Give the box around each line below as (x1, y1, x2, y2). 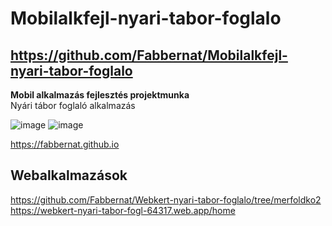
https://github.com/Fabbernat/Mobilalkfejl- (10, 47, 288, 64)
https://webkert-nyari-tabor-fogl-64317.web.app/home (10, 204, 236, 216)
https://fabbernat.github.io (10, 138, 120, 150)
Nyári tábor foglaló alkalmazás (10, 100, 136, 111)
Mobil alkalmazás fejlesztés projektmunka (10, 89, 190, 101)
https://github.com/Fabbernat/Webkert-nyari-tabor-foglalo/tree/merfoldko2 (10, 193, 322, 206)
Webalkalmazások (10, 167, 128, 184)
